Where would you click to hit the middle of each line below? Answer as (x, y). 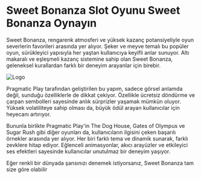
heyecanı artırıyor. (29, 114)
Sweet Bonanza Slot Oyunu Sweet (93, 11)
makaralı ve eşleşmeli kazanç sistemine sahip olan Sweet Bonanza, (90, 59)
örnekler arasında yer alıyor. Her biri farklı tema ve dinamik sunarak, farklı (97, 138)
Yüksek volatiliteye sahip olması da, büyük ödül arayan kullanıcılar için (93, 108)
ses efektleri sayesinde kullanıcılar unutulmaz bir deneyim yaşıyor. (88, 151)
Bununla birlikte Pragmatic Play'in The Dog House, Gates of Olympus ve (96, 126)
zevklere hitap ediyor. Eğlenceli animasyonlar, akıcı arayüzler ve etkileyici (97, 145)
